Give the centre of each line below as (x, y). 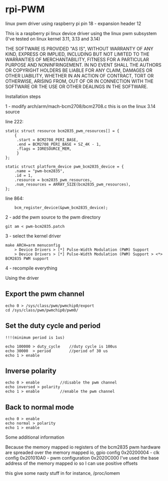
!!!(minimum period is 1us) (35, 337)
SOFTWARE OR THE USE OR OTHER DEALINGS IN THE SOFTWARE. (77, 86)
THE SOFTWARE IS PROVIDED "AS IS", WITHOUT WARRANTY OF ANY (79, 48)
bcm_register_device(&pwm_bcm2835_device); (61, 207)
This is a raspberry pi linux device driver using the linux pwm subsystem (81, 33)
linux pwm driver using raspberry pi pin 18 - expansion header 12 (73, 23)
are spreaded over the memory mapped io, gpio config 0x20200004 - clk (82, 452)
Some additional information (35, 437)
